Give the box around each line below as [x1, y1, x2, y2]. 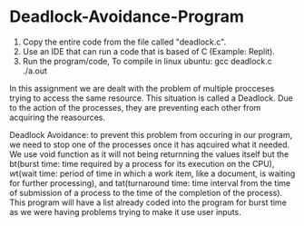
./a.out [22, 65, 48, 76]
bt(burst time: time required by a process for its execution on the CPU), [9, 158, 275, 169]
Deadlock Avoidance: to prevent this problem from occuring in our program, [9, 129, 293, 140]
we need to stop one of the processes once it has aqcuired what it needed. [9, 139, 290, 150]
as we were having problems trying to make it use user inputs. [9, 206, 242, 217]
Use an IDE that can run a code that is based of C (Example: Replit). [22, 45, 275, 56]
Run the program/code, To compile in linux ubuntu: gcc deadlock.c [22, 55, 272, 66]
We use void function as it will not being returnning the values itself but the [9, 148, 289, 160]
